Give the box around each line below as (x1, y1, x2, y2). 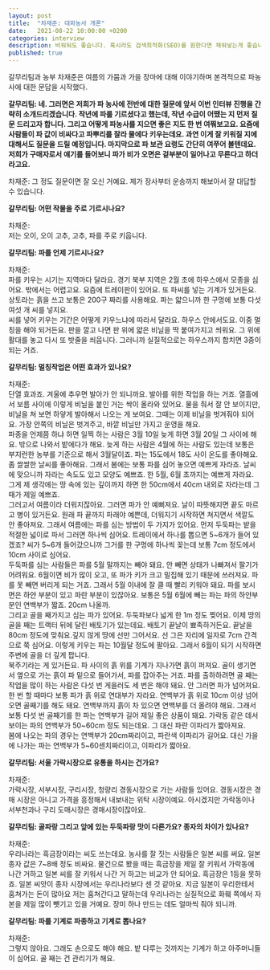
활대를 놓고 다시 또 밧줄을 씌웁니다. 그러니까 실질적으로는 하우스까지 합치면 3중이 (8, 335, 261, 344)
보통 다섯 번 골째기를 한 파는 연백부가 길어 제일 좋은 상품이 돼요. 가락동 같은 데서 (8, 711, 259, 719)
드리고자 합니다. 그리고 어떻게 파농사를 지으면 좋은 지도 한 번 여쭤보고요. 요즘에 (16, 120, 260, 128)
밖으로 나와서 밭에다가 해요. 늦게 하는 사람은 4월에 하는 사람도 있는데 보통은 (18, 439, 255, 449)
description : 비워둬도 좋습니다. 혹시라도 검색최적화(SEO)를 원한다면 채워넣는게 (8, 42, 243, 50)
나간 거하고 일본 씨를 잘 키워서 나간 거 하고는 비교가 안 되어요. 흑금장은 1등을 (8, 869, 247, 878)
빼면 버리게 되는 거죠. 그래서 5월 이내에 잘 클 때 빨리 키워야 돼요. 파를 (25, 580, 241, 589)
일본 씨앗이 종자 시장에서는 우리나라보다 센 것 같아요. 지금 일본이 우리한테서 (18, 879, 255, 888)
